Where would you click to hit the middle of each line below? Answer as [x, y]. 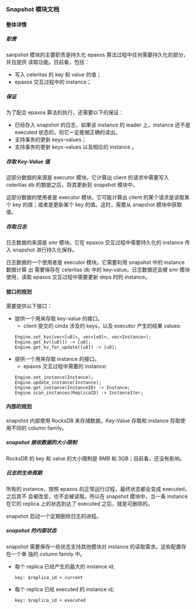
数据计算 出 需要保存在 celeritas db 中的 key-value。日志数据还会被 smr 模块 [98, 270]
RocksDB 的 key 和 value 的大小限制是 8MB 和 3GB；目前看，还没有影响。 [96, 458]
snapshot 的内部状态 [31, 531]
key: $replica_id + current [49, 577]
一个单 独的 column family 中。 [48, 554]
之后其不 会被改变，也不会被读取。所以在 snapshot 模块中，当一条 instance [97, 496]
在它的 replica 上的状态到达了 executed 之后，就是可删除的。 [80, 503]
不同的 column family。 [39, 428]
